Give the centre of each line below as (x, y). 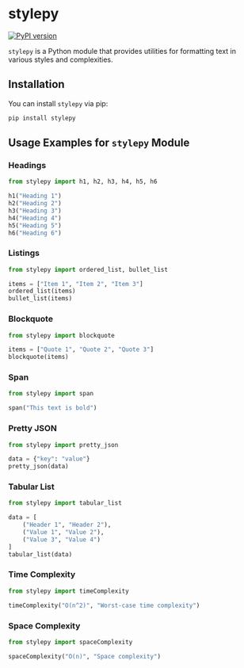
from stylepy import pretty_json (63, 445)
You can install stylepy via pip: (58, 103)
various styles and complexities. (61, 59)
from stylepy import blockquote (61, 335)
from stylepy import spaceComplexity (71, 642)
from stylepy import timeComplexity (69, 591)
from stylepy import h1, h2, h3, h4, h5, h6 (83, 182)
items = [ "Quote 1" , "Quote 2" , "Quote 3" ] (81, 349)
